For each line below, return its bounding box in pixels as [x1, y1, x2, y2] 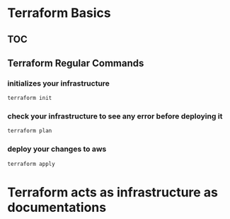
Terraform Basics [7, 5, 111, 21]
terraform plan [7, 128, 52, 135]
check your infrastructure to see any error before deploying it [7, 111, 223, 121]
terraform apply [7, 160, 55, 167]
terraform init [7, 94, 52, 102]
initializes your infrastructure [7, 78, 110, 88]
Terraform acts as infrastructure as [7, 184, 218, 200]
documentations [7, 199, 107, 215]
